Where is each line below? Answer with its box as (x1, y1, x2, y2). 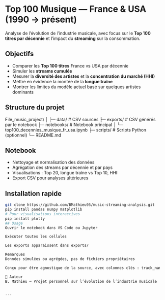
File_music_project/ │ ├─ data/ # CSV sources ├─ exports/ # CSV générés (5, 116, 156, 122)
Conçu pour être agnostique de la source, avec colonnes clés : (5, 265, 139, 270)
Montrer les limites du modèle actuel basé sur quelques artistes (12, 84, 141, 90)
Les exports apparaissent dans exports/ (5, 243, 89, 248)
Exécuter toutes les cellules (5, 234, 67, 239)
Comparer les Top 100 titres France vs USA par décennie (12, 63, 129, 68)
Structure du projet (5, 103, 65, 112)
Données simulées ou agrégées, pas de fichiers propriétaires (5, 257, 135, 262)
